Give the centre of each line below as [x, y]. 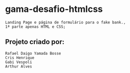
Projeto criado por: [35, 42]
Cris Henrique [20, 58]
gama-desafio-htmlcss [54, 9]
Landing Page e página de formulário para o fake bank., [65, 22]
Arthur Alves [19, 66]
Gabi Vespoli [19, 62]
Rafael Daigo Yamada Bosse [33, 53]
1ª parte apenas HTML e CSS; [35, 27]
